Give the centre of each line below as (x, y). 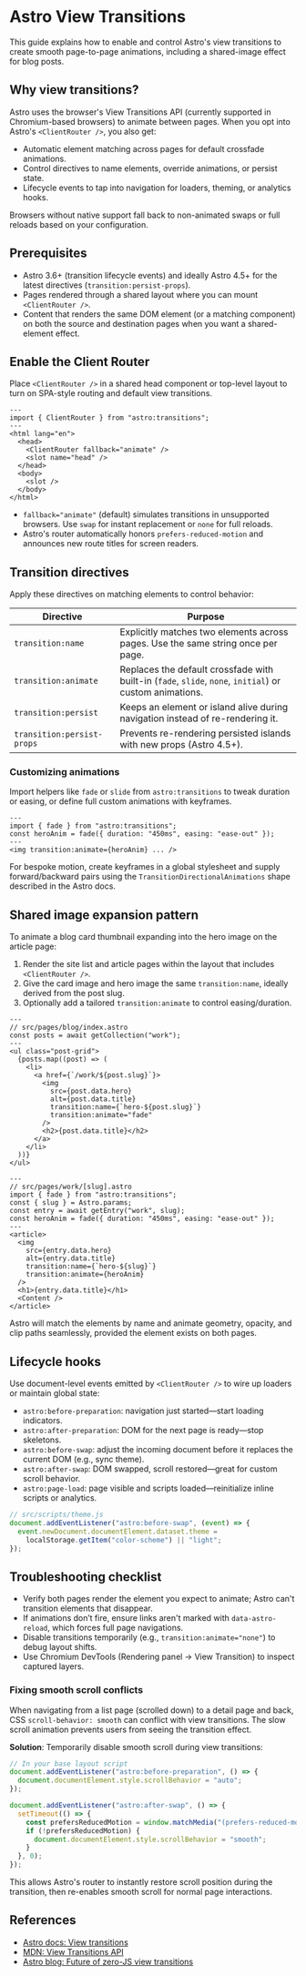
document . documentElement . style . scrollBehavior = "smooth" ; (150, 1839)
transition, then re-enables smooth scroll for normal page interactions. (141, 1892)
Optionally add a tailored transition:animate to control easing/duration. (157, 1003)
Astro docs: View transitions (76, 1942)
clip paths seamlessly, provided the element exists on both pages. (133, 1333)
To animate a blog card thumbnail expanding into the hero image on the (143, 937)
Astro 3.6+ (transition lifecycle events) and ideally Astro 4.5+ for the (150, 275)
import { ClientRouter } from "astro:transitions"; (109, 418)
